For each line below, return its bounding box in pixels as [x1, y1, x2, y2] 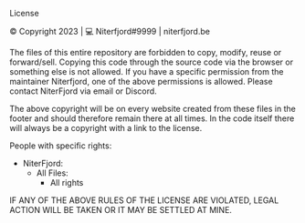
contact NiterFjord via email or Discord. [9, 86, 157, 96]
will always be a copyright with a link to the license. [9, 123, 203, 133]
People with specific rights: [9, 140, 112, 151]
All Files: [36, 167, 68, 178]
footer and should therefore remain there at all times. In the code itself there [9, 113, 295, 124]
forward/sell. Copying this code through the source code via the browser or [9, 56, 294, 67]
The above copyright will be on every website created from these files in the [9, 104, 297, 114]
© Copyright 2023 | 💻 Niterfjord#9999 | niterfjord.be [9, 26, 210, 36]
